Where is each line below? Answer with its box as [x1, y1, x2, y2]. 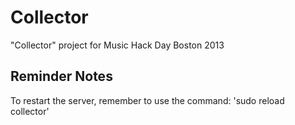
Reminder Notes [10, 68, 113, 85]
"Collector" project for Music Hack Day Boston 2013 [10, 39, 225, 51]
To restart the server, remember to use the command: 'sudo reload [10, 94, 285, 106]
